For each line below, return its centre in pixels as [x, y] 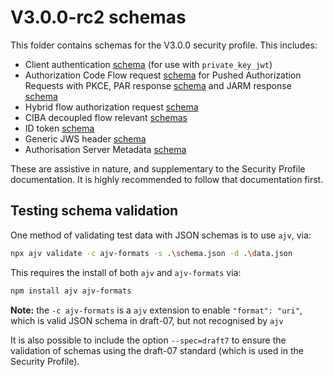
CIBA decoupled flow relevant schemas [106, 117]
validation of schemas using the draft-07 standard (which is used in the [157, 350]
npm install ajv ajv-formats [71, 291]
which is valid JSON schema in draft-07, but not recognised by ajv [147, 320]
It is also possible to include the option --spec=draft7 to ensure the [148, 340]
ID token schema [59, 128]
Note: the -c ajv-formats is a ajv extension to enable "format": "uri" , [156, 310]
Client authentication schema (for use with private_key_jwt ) [148, 64]
